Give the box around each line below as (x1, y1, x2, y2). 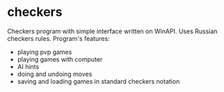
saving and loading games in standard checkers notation (17, 77, 180, 85)
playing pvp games (17, 48, 72, 56)
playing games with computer (17, 55, 103, 63)
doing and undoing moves (17, 70, 93, 78)
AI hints (17, 62, 40, 71)
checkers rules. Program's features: (7, 34, 110, 42)
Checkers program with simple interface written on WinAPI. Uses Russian (7, 27, 218, 35)
